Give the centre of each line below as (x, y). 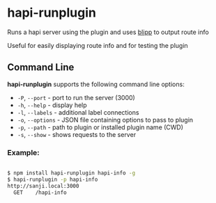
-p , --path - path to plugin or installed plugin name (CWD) (100, 127)
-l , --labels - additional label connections (78, 112)
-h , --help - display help (52, 105)
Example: (23, 152)
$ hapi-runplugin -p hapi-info (53, 179)
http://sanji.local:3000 (43, 186)
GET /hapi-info (40, 193)
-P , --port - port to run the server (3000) (76, 97)
